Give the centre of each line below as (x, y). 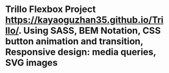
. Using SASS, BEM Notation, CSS (90, 31)
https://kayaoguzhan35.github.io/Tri (84, 20)
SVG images (32, 63)
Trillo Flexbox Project (51, 9)
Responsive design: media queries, (81, 52)
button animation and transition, (74, 42)
